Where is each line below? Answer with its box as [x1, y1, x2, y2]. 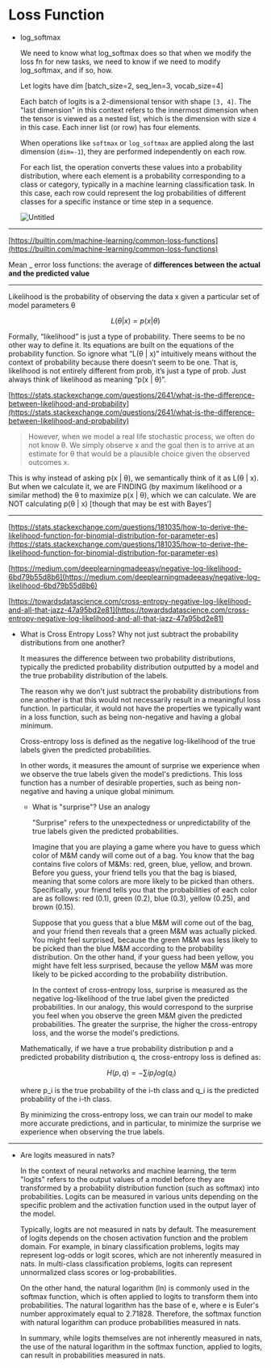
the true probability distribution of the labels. [19, 670, 169, 680]
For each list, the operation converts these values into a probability [19, 162, 243, 171]
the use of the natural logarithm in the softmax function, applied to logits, [19, 1341, 263, 1351]
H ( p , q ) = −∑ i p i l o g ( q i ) [106, 1067, 177, 1079]
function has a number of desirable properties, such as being [19, 778, 224, 787]
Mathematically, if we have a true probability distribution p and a [19, 1043, 234, 1053]
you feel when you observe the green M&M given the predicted [31, 1011, 243, 1020]
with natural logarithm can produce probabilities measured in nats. [19, 1317, 241, 1327]
